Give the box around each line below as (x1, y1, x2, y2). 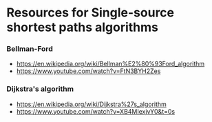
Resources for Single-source (6, 5, 175, 21)
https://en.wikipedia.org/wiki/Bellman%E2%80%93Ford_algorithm (16, 60, 205, 68)
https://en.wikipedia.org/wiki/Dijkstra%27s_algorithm (16, 100, 167, 108)
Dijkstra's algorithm (6, 84, 74, 94)
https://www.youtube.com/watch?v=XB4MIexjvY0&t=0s (16, 107, 176, 115)
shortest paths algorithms (6, 19, 159, 35)
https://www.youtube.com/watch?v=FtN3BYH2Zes (16, 67, 161, 75)
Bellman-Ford (6, 44, 53, 54)
